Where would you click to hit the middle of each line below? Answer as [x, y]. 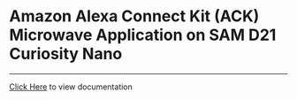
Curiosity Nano [66, 54]
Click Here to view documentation [71, 87]
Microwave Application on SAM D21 [143, 35]
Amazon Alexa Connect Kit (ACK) [134, 16]
